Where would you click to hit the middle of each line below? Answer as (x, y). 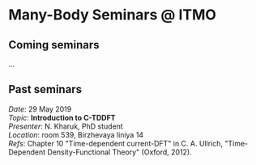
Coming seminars (54, 45)
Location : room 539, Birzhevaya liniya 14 (76, 134)
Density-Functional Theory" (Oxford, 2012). (119, 152)
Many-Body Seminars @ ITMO (113, 15)
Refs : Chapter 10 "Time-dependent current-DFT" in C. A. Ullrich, (116, 143)
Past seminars (45, 89)
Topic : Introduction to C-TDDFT (62, 117)
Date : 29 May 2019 (40, 109)
